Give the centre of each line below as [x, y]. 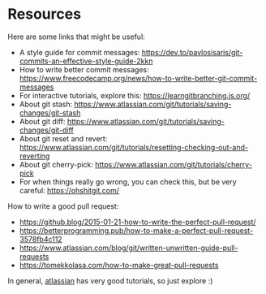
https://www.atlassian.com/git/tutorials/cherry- [174, 164]
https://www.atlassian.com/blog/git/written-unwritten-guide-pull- [129, 248]
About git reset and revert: [63, 138]
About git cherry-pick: [56, 164]
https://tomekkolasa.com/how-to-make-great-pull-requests [119, 265]
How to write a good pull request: [63, 206]
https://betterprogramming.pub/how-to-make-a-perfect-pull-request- [136, 230]
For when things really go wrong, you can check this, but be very [128, 182]
